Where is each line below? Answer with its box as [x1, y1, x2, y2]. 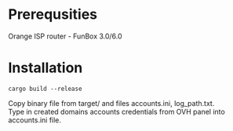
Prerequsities [8, 5, 98, 24]
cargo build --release [8, 85, 82, 93]
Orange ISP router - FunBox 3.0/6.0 [8, 31, 123, 41]
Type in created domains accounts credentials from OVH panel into [8, 107, 225, 116]
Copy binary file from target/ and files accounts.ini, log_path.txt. [8, 98, 215, 107]
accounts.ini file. [8, 115, 61, 125]
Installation [8, 59, 83, 77]
